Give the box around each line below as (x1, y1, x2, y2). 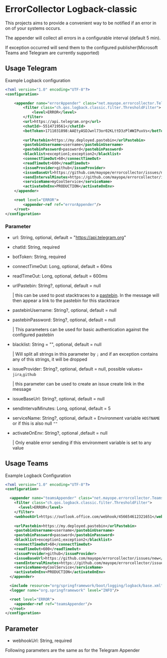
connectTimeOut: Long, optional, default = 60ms (12, 263, 112, 269)
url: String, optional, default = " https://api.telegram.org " (12, 234, 126, 240)
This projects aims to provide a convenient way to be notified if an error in (5, 20, 157, 26)
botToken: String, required (12, 254, 66, 260)
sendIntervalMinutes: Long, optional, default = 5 (12, 405, 111, 411)
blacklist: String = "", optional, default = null (12, 341, 102, 347)
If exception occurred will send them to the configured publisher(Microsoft (5, 44, 158, 50)
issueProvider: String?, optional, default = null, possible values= (12, 366, 143, 372)
